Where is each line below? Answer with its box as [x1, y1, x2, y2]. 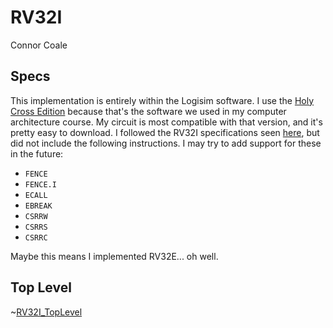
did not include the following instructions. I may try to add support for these [10, 137, 322, 149]
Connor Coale [10, 39, 68, 51]
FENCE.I [24, 179, 57, 190]
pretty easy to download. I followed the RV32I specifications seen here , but [10, 126, 320, 138]
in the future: [10, 147, 64, 160]
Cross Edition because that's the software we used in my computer [10, 105, 287, 117]
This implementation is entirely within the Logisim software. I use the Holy [10, 94, 315, 106]
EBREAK [24, 201, 53, 211]
